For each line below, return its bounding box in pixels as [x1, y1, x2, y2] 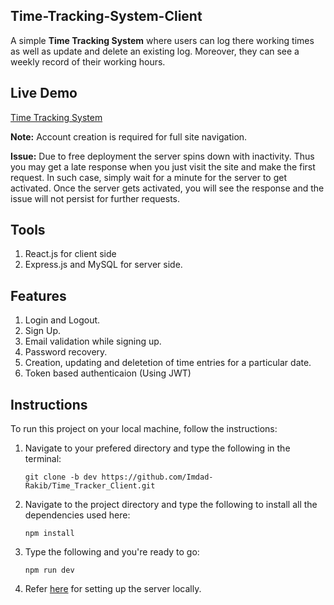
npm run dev [24, 565, 75, 576]
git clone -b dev [24, 472, 98, 483]
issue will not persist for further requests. [10, 192, 181, 204]
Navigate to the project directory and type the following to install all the [24, 499, 318, 511]
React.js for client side [24, 248, 117, 260]
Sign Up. [24, 325, 61, 337]
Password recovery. [24, 346, 108, 358]
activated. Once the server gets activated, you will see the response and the [10, 182, 325, 194]
